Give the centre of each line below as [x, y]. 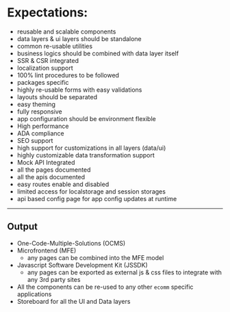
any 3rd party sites [54, 279]
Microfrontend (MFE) [47, 250]
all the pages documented [54, 170]
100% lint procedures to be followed [68, 75]
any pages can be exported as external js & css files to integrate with [125, 272]
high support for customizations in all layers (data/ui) [91, 148]
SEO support [35, 140]
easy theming [36, 104]
